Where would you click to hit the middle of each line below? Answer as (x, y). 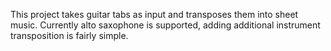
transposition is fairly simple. (69, 35)
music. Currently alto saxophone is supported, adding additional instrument (165, 25)
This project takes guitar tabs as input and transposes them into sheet (154, 14)
